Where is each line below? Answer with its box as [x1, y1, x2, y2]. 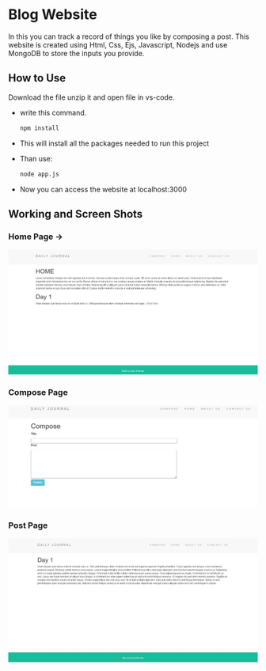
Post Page [8, 520, 48, 531]
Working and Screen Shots [8, 207, 143, 221]
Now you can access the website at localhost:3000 [19, 184, 188, 194]
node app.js [19, 170, 59, 178]
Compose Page [8, 387, 69, 398]
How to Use [8, 71, 66, 85]
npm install [19, 124, 59, 132]
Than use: [19, 154, 53, 163]
